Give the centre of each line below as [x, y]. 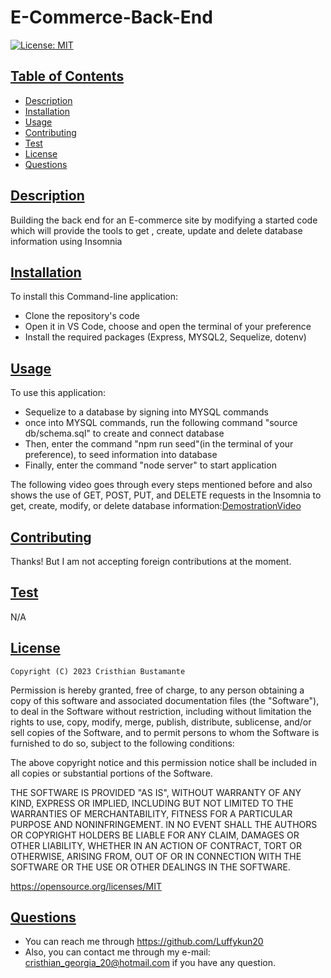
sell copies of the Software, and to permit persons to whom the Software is [165, 732]
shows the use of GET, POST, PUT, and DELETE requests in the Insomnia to [166, 495]
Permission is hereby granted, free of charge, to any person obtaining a [157, 690]
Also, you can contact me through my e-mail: [117, 952]
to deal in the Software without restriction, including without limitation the [161, 711]
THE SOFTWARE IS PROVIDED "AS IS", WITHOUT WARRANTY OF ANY [156, 792]
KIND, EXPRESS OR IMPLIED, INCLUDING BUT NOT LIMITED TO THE [152, 803]
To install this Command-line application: [94, 297]
